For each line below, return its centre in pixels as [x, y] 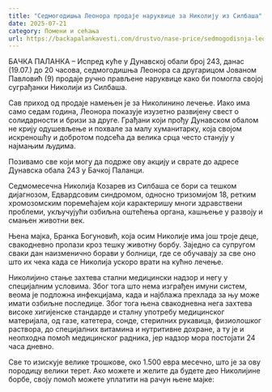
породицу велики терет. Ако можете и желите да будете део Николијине [134, 371]
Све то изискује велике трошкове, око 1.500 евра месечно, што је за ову [135, 362]
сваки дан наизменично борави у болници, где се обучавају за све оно [132, 254]
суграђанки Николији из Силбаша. [68, 87]
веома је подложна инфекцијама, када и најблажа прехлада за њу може [134, 295]
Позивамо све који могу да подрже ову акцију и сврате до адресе [123, 162]
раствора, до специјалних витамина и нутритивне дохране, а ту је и [126, 330]
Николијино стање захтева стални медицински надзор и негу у [118, 278]
